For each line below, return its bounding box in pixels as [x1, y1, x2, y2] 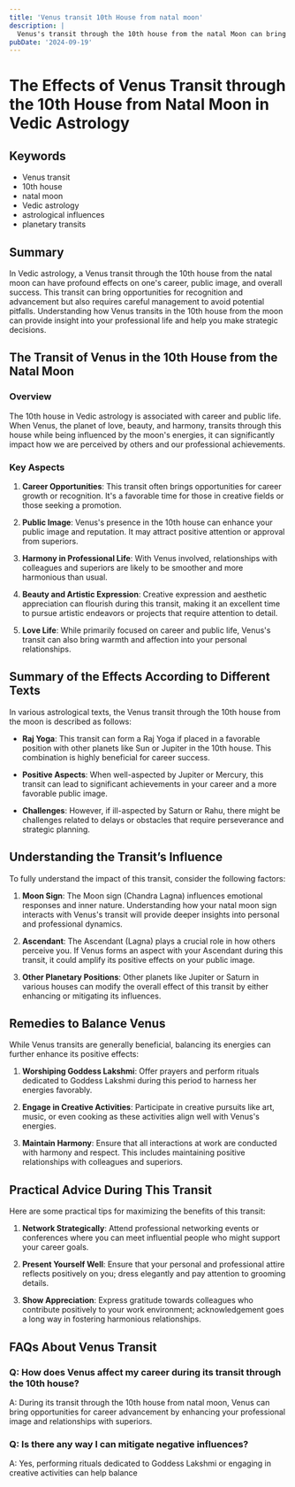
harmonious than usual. [21, 572, 108, 582]
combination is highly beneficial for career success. [21, 751, 210, 762]
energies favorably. [21, 1085, 93, 1096]
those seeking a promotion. [21, 500, 122, 511]
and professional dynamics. [21, 918, 124, 929]
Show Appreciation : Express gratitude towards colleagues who [21, 1295, 253, 1306]
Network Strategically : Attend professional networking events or [21, 1223, 260, 1234]
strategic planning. [21, 824, 91, 835]
